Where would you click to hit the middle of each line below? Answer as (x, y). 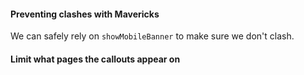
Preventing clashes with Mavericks (85, 14)
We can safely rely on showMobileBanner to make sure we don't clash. (152, 36)
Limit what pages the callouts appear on (95, 59)
